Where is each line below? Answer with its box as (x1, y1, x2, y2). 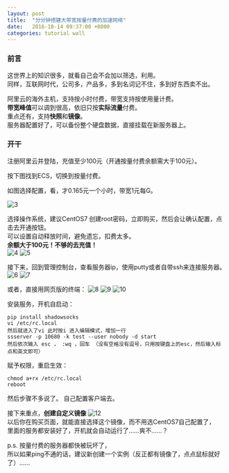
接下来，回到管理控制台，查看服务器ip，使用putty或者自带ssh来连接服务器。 (7, 262, 226, 271)
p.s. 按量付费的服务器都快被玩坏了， (7, 441, 111, 449)
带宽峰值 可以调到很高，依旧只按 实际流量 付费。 (7, 103, 141, 111)
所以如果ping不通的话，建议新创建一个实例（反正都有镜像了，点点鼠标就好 (7, 449, 221, 458)
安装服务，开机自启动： (7, 300, 74, 308)
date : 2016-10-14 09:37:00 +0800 (7, 23, 110, 30)
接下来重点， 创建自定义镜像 (7, 408, 87, 417)
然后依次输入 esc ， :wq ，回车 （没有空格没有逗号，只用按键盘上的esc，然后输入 (7, 340, 217, 348)
